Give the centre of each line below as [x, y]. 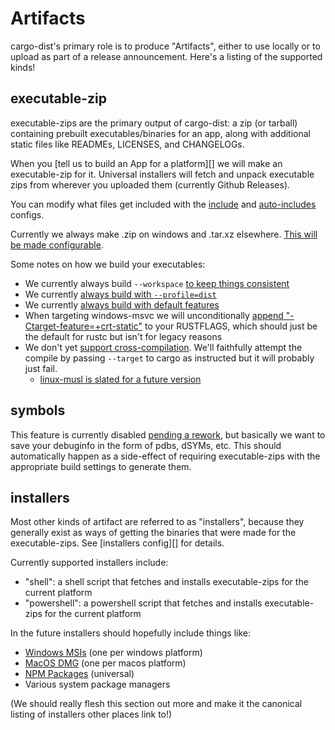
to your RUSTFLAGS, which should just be [231, 326]
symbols [38, 410]
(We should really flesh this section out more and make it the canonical [156, 704]
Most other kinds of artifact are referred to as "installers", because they [157, 522]
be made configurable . [57, 244]
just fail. [41, 368]
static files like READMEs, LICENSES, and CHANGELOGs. [127, 144]
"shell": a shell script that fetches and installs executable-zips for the [166, 582]
